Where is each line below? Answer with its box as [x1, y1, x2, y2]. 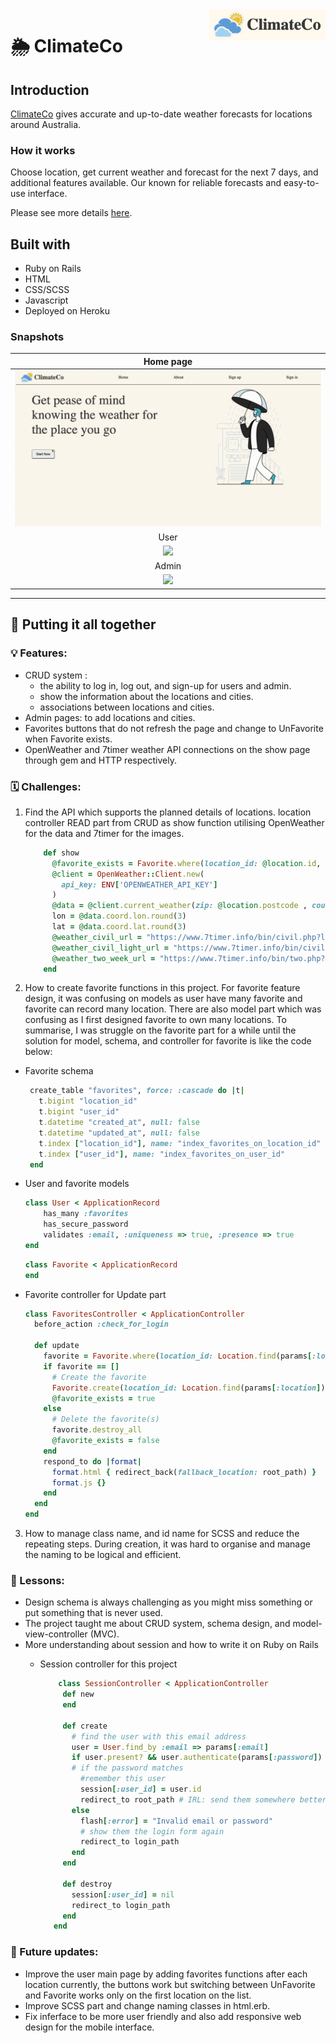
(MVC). [89, 1628, 120, 1640]
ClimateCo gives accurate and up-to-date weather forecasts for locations [10, 108, 313, 120]
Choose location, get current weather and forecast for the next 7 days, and [10, 166, 319, 178]
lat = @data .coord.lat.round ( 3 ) [51, 922, 187, 932]
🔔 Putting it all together [10, 616, 157, 633]
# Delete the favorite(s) [51, 1414, 160, 1425]
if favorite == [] [43, 1361, 120, 1372]
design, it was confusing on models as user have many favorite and [24, 993, 303, 1005]
